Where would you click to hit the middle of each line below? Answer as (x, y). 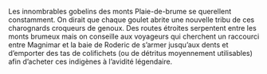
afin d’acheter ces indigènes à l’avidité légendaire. (90, 61)
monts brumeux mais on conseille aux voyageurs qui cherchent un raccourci (134, 36)
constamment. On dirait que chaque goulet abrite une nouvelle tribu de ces (132, 20)
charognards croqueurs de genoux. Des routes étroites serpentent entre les (132, 28)
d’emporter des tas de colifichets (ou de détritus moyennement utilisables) (131, 53)
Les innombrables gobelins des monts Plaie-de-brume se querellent (120, 11)
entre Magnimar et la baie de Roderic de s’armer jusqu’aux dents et (118, 45)
